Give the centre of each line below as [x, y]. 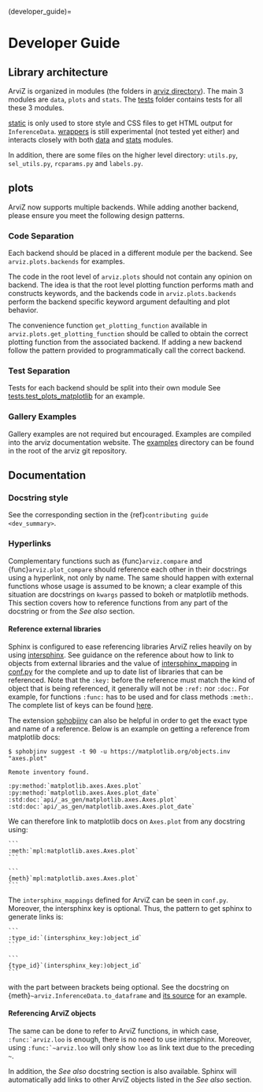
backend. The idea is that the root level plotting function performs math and [131, 285]
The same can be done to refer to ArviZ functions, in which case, [113, 1031]
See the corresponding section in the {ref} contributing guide [108, 515]
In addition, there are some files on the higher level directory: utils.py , [123, 155]
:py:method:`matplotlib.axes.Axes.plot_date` [84, 793]
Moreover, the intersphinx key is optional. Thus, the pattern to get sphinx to [130, 908]
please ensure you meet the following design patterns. [96, 215]
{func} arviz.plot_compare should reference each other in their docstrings [128, 569]
